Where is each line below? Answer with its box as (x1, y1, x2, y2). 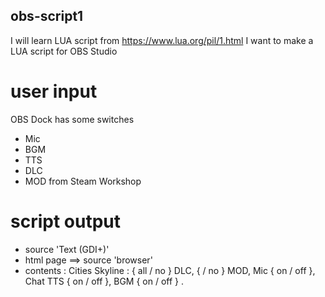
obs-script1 (10, 8, 84, 25)
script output (10, 210, 121, 233)
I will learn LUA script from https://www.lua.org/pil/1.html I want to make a (10, 34, 314, 46)
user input (10, 80, 98, 103)
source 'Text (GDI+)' (24, 243, 110, 255)
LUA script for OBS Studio (10, 45, 118, 57)
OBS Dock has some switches (10, 113, 135, 125)
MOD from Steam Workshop (24, 175, 142, 187)
